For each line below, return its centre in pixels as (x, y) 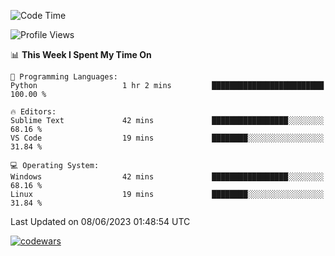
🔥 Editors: (33, 112)
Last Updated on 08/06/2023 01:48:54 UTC (100, 221)
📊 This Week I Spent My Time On (81, 54)
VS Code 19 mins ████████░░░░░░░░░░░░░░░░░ (167, 138)
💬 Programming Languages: (64, 77)
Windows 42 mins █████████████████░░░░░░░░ (167, 177)
